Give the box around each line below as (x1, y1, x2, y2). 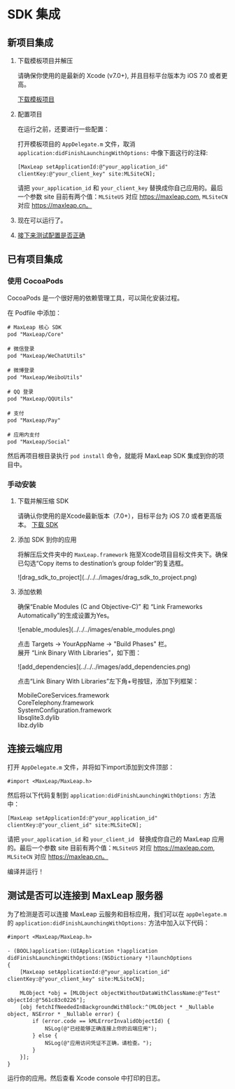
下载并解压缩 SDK (17, 496, 69, 505)
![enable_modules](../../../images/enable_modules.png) (17, 625, 176, 634)
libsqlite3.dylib (17, 713, 59, 721)
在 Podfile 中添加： (7, 308, 62, 316)
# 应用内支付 (7, 431, 40, 439)
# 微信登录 (7, 345, 35, 352)
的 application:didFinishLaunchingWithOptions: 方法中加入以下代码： (7, 918, 210, 927)
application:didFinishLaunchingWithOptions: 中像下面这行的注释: (17, 149, 208, 156)
